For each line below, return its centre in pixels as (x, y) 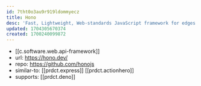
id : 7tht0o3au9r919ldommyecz (43, 12)
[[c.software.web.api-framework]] (57, 51)
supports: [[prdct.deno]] (45, 77)
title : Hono (21, 17)
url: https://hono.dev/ (41, 58)
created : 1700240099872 (36, 34)
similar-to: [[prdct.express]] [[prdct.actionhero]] (75, 70)
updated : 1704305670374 (36, 29)
